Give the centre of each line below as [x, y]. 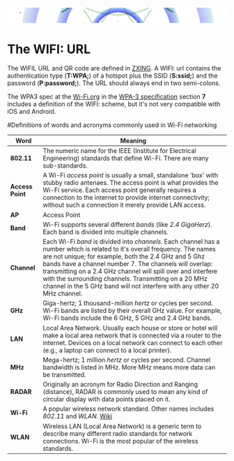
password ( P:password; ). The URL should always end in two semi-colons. [114, 83]
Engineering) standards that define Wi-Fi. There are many [126, 159]
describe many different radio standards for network [118, 433]
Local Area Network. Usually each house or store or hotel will [130, 328]
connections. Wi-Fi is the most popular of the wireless [120, 441]
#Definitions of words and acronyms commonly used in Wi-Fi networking [112, 125]
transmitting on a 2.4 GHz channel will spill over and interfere [130, 271]
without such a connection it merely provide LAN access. [124, 205]
